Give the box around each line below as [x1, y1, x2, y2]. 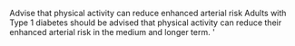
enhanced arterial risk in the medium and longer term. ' [9, 27, 215, 37]
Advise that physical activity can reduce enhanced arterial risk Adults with [9, 8, 287, 18]
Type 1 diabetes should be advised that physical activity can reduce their [9, 17, 282, 28]
